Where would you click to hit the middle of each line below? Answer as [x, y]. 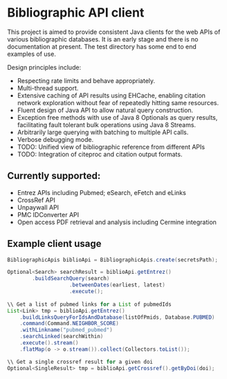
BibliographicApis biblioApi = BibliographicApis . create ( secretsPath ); [112, 260]
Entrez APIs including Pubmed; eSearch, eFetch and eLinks [102, 192]
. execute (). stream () [49, 343]
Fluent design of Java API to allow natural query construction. [105, 110]
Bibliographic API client [76, 13]
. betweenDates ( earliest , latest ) [117, 285]
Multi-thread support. [48, 88]
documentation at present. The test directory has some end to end [102, 46]
